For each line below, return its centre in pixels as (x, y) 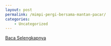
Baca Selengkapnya (26, 38)
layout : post (19, 10)
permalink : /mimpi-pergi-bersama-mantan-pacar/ (56, 14)
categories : (17, 19)
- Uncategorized (31, 24)
